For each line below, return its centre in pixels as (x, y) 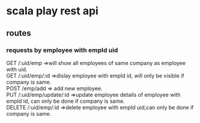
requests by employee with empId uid (62, 50)
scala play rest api (53, 11)
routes (19, 33)
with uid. (17, 69)
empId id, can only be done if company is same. (65, 101)
